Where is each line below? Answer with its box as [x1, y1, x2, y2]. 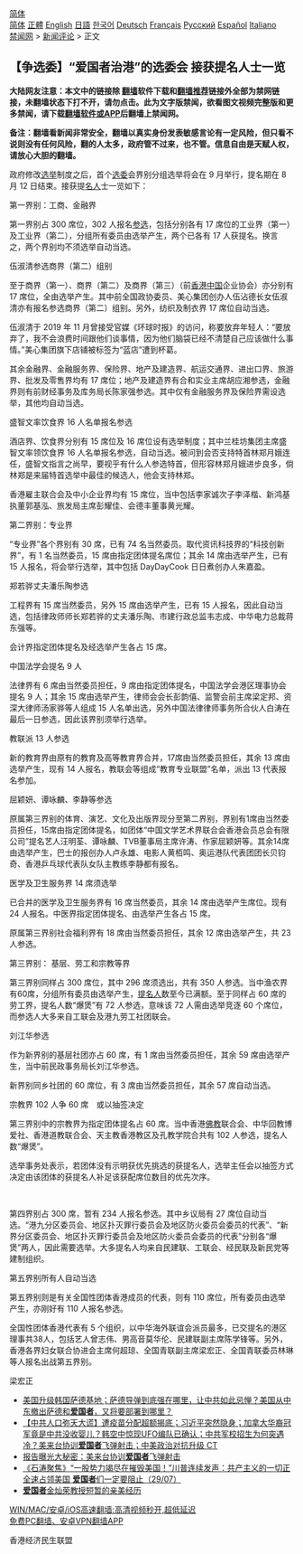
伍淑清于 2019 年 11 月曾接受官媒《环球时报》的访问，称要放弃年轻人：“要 [9, 321, 284, 332]
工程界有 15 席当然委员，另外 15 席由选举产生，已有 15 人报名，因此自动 [9, 599, 276, 610]
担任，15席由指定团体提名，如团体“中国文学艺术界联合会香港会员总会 [16, 824, 274, 835]
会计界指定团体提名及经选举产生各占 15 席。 [9, 641, 172, 652]
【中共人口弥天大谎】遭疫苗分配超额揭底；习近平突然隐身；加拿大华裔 [22, 1417, 284, 1427]
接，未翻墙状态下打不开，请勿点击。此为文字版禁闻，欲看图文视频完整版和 [9, 97, 286, 108]
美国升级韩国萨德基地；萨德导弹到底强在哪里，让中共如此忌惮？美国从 [22, 1394, 284, 1405]
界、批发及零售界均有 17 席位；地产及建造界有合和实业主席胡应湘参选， [9, 374, 275, 385]
